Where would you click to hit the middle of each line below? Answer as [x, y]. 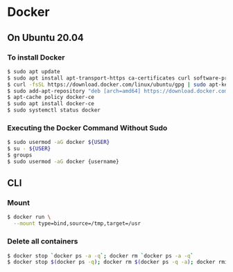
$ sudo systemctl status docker [54, 110]
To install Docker [36, 57]
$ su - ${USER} [29, 149]
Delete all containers [43, 242]
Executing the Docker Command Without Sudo [87, 127]
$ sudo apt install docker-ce [51, 104]
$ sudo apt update [34, 71]
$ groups [20, 155]
